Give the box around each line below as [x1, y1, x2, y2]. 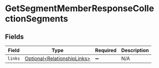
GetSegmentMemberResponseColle [5, 3, 154, 14]
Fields [5, 33, 24, 41]
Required [95, 47, 117, 53]
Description [121, 47, 149, 53]
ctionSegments [5, 13, 69, 24]
